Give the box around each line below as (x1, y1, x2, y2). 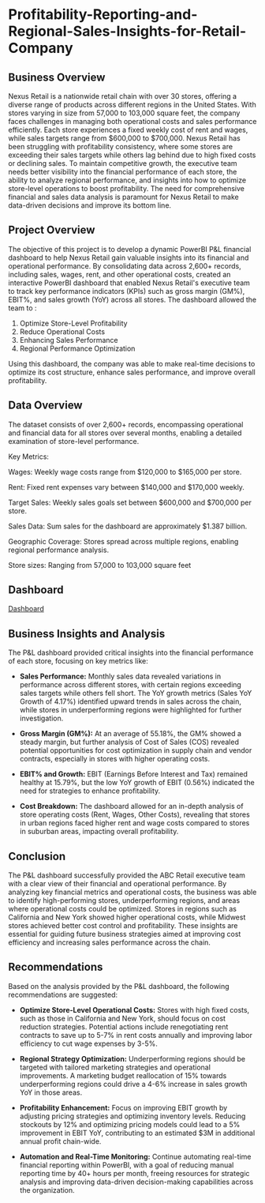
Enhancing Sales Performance (19, 335, 118, 344)
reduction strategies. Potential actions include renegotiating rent (19, 1021, 229, 1032)
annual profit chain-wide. (19, 1136, 102, 1146)
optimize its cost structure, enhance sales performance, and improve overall (8, 367, 256, 377)
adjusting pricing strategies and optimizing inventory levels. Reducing (19, 1111, 246, 1121)
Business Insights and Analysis (8, 626, 166, 641)
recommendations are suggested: (8, 990, 118, 999)
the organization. (19, 1185, 75, 1194)
